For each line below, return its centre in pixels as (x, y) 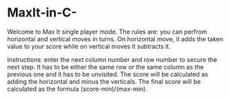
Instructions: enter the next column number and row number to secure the (112, 59)
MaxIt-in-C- (42, 13)
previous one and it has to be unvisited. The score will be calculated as (108, 74)
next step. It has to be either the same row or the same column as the (106, 67)
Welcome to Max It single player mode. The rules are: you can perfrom (107, 32)
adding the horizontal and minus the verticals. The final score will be (104, 81)
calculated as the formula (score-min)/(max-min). (77, 89)
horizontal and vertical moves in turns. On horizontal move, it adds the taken (115, 38)
